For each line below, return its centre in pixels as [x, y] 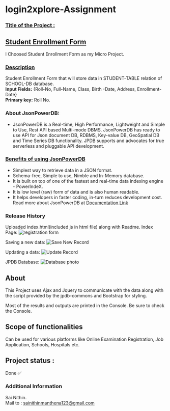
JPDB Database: [22, 262]
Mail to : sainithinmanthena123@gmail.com [50, 403]
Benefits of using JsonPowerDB [45, 159]
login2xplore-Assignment [61, 9]
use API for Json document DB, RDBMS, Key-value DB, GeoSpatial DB [86, 135]
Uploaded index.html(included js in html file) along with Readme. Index [79, 227]
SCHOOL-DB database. [30, 84]
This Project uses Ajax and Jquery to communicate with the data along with [84, 290]
